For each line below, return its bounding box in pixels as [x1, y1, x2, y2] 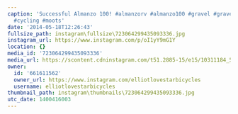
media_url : [7, 57, 40, 64]
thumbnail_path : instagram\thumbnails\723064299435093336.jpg [7, 89, 195, 96]
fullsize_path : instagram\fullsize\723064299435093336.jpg [7, 30, 186, 38]
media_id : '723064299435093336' [7, 50, 103, 57]
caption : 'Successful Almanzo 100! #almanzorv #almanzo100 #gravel [7, 10, 211, 18]
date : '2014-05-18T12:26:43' [7, 23, 93, 30]
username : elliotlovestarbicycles [13, 83, 115, 90]
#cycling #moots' [13, 17, 65, 24]
